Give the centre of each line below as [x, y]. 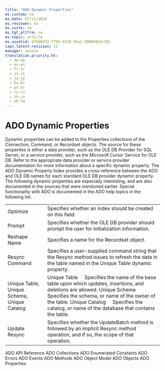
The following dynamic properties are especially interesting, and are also [79, 181]
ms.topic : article [24, 37]
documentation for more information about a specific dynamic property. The [82, 166]
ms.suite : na [18, 28]
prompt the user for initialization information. [98, 229]
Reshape [18, 237]
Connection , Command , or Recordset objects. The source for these [73, 145]
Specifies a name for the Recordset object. [96, 240]
